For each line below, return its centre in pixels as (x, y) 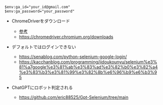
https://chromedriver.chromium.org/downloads (66, 37)
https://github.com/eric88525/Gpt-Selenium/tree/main (74, 97)
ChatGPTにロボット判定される (42, 87)
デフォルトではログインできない (44, 47)
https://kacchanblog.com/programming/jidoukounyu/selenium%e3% (88, 62)
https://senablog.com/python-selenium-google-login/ (73, 57)
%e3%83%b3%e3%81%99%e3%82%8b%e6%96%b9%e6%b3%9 (88, 72)
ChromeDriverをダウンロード (41, 21)
